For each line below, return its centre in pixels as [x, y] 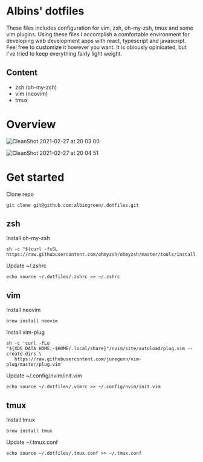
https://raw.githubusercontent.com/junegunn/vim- [78, 359]
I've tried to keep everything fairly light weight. [64, 53]
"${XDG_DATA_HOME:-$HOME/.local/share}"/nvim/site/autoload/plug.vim [96, 349]
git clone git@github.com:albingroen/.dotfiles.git [72, 205]
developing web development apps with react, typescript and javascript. [96, 41]
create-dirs [21, 354]
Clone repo [20, 194]
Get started [35, 177]
